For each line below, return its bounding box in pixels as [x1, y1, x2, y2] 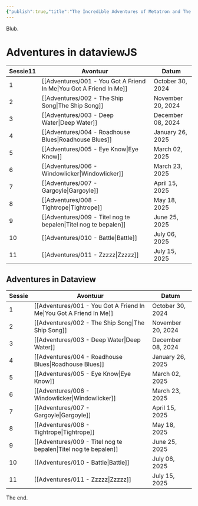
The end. [6, 494, 28, 501]
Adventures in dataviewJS [6, 46, 137, 59]
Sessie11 [9, 67, 37, 75]
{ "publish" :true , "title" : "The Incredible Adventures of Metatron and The [6, 8, 192, 15]
